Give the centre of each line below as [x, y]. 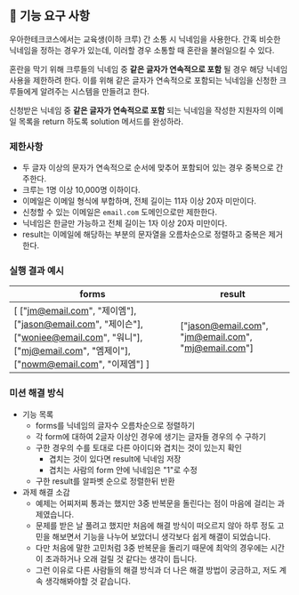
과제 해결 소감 [46, 492]
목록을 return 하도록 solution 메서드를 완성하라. [101, 121]
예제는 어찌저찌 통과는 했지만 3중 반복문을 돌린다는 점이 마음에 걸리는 [155, 503]
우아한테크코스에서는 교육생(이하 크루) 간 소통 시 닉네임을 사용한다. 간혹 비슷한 [145, 39]
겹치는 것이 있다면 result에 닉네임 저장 [115, 458]
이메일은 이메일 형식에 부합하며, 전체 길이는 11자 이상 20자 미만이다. [139, 201]
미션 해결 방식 [37, 393]
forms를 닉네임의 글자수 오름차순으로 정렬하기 [115, 425]
